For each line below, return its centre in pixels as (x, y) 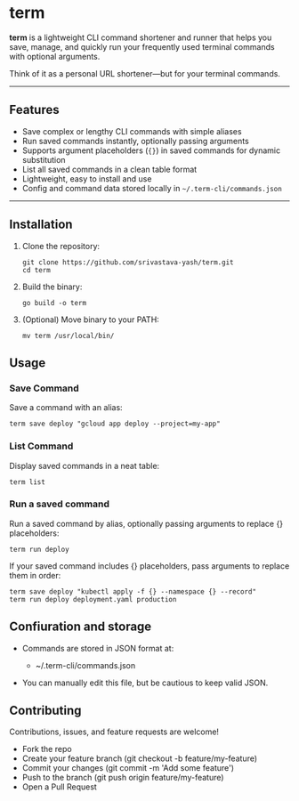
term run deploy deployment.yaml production (93, 599)
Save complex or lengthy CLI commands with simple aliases (132, 131)
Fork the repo (47, 749)
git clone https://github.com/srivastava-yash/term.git (128, 262)
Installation (41, 225)
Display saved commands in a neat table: (85, 465)
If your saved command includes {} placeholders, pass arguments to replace (149, 566)
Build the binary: (52, 287)
